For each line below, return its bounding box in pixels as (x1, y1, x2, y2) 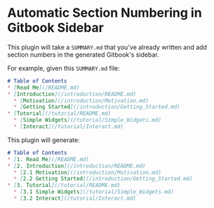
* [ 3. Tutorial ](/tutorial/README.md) (7, 182, 121, 189)
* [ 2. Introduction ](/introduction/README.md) (7, 162, 146, 169)
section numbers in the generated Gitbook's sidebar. (7, 50, 159, 59)
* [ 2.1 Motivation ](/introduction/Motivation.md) (13, 169, 161, 176)
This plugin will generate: (7, 135, 80, 144)
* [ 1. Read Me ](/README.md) (7, 155, 90, 162)
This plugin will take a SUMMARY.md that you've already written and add (7, 43, 207, 51)
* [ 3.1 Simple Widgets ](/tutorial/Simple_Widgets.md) (13, 188, 174, 195)
